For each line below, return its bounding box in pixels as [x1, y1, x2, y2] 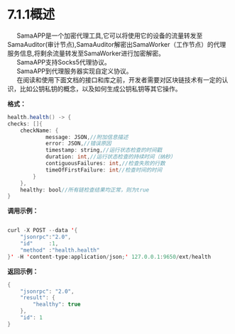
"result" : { [20, 294, 55, 301]
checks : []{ [7, 120, 43, 128]
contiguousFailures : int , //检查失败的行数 [45, 160, 165, 167]
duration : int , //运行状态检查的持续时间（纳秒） [45, 153, 176, 160]
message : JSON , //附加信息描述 [45, 133, 129, 140]
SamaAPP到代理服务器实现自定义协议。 [16, 67, 133, 75]
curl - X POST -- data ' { [7, 227, 78, 234]
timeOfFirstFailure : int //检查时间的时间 [45, 166, 163, 174]
